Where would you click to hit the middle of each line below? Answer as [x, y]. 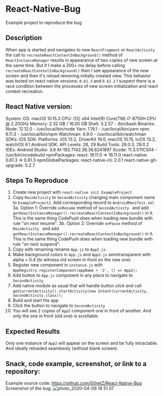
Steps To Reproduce [37, 180]
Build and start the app [36, 300]
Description [24, 38]
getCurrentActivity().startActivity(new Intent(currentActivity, [80, 291]
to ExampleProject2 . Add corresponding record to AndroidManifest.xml [83, 203]
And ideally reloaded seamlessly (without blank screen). [62, 349]
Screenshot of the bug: [29, 388]
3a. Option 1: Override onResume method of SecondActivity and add [81, 208]
